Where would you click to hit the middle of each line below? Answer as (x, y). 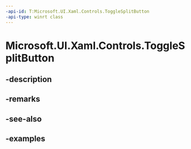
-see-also (24, 119)
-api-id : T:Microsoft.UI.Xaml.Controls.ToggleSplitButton (77, 11)
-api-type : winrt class (34, 17)
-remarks (23, 99)
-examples (25, 139)
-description (29, 79)
